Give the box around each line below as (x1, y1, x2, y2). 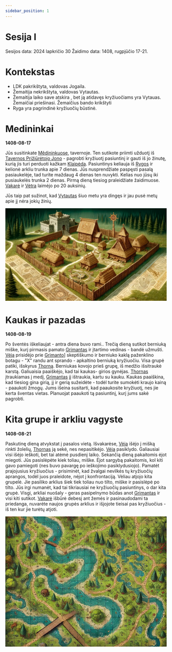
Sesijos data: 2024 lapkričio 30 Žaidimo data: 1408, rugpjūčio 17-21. (5, 48, 148, 54)
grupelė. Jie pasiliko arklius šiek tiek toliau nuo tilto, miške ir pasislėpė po (5, 479, 160, 485)
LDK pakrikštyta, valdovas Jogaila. (12, 83, 86, 89)
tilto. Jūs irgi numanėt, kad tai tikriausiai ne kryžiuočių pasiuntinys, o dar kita (5, 484, 166, 491)
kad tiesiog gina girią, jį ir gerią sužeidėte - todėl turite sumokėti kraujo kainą (5, 379, 166, 386)
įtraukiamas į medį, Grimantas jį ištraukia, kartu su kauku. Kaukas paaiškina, (5, 374, 165, 380)
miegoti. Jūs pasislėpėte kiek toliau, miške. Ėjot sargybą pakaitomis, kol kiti (5, 457, 163, 463)
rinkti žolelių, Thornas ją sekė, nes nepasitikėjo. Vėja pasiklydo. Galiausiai (5, 446, 160, 452)
